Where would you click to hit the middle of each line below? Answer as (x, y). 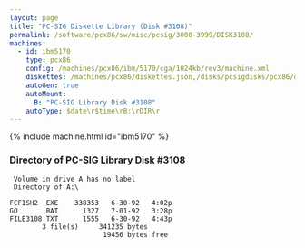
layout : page (34, 18)
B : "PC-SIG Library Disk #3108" (94, 102)
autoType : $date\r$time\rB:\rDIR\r (93, 111)
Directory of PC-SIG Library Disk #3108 (98, 160)
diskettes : (46, 77)
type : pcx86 (48, 60)
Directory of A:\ (46, 187)
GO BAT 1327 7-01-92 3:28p (91, 211)
